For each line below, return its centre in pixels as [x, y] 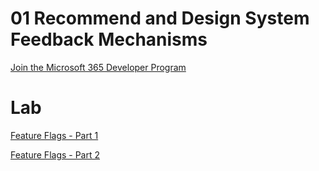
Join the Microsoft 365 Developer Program [98, 67]
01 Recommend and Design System [160, 18]
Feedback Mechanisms [109, 39]
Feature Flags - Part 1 [54, 135]
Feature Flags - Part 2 [55, 154]
